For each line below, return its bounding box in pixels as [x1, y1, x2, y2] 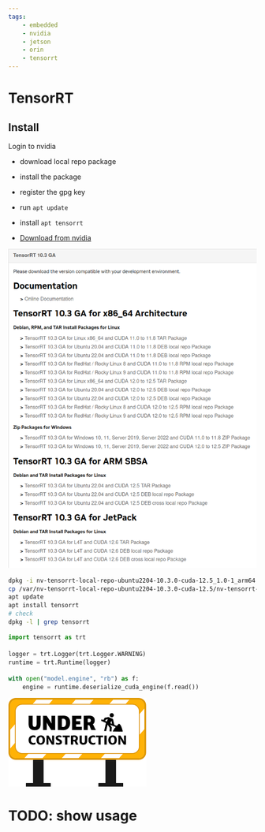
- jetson [22, 38, 51, 46]
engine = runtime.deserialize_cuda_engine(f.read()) [22, 683, 200, 692]
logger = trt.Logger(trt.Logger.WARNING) [8, 650, 147, 658]
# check [8, 610, 34, 618]
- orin [22, 46, 44, 54]
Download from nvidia [19, 233, 92, 242]
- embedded [22, 21, 58, 29]
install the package [19, 172, 81, 181]
